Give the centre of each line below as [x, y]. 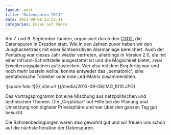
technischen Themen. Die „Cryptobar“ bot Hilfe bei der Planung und [77, 102]
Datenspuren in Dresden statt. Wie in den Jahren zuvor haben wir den [79, 44]
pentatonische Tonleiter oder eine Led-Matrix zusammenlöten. [71, 76]
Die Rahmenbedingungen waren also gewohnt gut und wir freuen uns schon [86, 122]
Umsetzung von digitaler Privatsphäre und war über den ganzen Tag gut [81, 107]
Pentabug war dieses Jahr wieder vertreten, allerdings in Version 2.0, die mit [86, 55]
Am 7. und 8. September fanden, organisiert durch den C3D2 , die [74, 39]
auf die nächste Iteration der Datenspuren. [50, 128]
